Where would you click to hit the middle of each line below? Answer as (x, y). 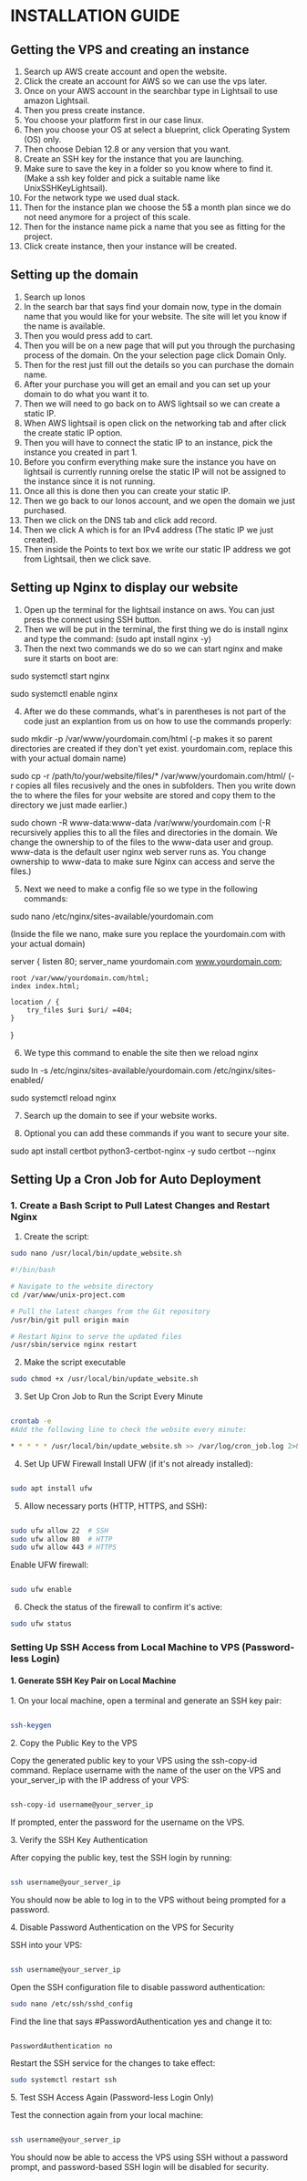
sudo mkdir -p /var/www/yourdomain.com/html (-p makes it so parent (141, 738)
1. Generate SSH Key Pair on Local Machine (93, 1681)
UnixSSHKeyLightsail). (66, 188)
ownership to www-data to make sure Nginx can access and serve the (143, 861)
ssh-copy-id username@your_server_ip (82, 1805)
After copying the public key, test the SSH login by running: (121, 1857)
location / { (35, 1002)
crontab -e (31, 1421)
